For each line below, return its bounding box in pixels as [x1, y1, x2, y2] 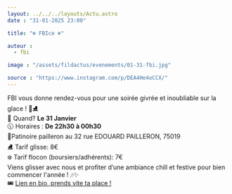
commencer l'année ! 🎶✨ [7, 170, 79, 178]
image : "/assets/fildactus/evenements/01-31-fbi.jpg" [7, 61, 172, 69]
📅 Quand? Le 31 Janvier [7, 114, 77, 122]
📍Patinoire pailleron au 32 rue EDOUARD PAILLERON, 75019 [7, 132, 181, 140]
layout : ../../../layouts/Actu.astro [7, 10, 118, 18]
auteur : [7, 42, 33, 49]
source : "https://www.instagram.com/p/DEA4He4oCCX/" [7, 75, 169, 82]
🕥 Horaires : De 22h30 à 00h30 [7, 121, 102, 131]
